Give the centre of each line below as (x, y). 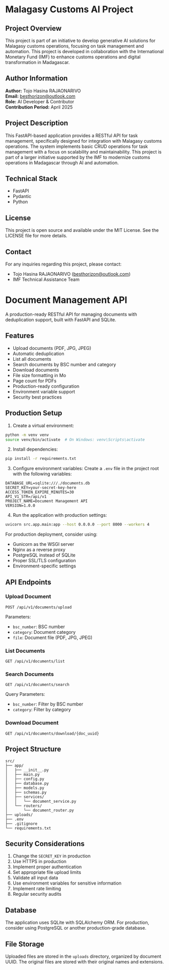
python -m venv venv (27, 435)
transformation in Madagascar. (38, 62)
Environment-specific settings (44, 566)
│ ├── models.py (25, 788)
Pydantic (22, 196)
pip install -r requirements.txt (41, 459)
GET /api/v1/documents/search (38, 685)
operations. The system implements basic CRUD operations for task (77, 146)
